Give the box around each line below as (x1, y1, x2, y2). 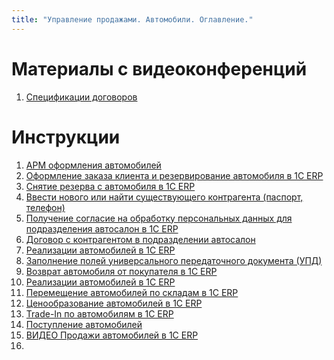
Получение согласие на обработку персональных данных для (25, 212, 293, 224)
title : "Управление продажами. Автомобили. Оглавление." (11, 14, 254, 25)
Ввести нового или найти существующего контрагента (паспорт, (25, 191, 304, 203)
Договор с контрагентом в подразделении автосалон (25, 233, 256, 245)
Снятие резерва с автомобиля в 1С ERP (25, 180, 196, 192)
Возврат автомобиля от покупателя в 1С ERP (25, 265, 218, 277)
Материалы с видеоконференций (11, 57, 308, 80)
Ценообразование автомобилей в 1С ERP (25, 297, 203, 309)
